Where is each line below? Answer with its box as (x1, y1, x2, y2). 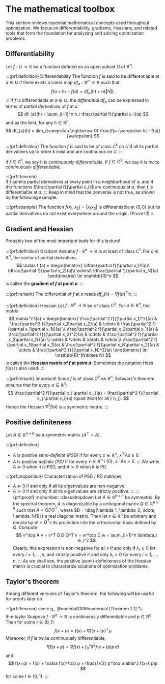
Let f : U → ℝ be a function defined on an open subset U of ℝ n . (5, 62, 133, 69)
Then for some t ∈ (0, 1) (5, 619, 55, 625)
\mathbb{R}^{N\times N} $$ (55, 352, 111, 358)
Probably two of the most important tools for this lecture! (5, 238, 121, 244)
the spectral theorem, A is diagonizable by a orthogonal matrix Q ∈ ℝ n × (12, 499, 159, 506)
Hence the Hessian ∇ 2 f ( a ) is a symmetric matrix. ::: (5, 403, 109, 409)
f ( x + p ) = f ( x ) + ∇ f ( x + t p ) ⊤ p (54, 626, 112, 633)
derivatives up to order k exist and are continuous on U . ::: (5, 149, 123, 155)
